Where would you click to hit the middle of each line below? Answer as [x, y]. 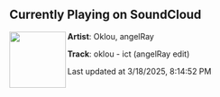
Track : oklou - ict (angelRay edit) [128, 54]
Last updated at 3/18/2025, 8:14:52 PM [139, 71]
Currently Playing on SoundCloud [105, 15]
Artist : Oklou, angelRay [111, 36]
